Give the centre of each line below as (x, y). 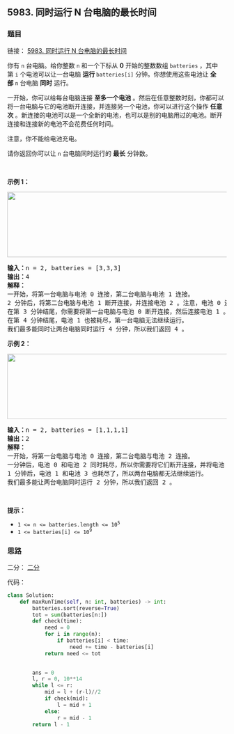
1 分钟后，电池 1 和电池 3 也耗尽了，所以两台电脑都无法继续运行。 (107, 473)
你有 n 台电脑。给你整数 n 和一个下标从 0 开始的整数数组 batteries (103, 65)
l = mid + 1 (74, 705)
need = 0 (57, 628)
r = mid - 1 (74, 718)
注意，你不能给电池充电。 (44, 139)
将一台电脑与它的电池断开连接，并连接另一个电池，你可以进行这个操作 (108, 106)
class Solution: (31, 595)
